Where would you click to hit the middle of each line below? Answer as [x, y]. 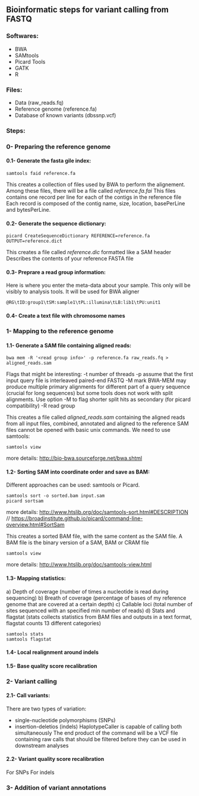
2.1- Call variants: [28, 695]
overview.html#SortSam [35, 525]
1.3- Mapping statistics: [36, 578]
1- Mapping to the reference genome [60, 331]
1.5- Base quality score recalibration [52, 666]
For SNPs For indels [30, 772]
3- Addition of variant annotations [56, 788]
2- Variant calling [32, 681]
